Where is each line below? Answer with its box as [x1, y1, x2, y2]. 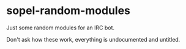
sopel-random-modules [6, 4, 130, 18]
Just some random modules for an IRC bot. [6, 24, 115, 31]
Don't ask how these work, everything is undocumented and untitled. [6, 36, 180, 43]
